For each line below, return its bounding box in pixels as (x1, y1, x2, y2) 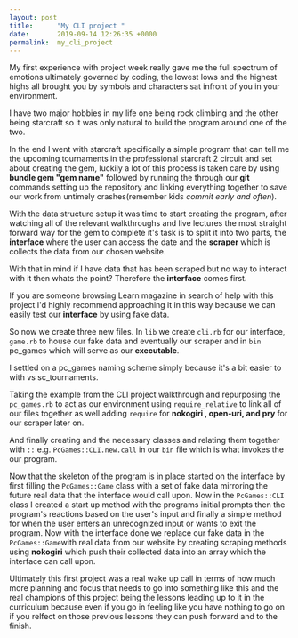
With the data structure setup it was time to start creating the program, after (9, 208, 287, 219)
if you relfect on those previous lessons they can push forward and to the (9, 611, 278, 622)
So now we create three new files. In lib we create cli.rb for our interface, (9, 327, 286, 337)
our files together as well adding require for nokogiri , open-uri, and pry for (9, 408, 288, 419)
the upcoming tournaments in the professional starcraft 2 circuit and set (9, 153, 273, 165)
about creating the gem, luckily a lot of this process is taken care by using (9, 163, 280, 174)
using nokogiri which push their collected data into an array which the (9, 546, 267, 557)
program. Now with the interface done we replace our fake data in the (9, 528, 265, 538)
